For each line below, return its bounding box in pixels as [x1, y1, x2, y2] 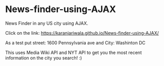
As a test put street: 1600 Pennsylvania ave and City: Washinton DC [5, 39, 145, 46]
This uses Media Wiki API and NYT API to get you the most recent [5, 49, 142, 55]
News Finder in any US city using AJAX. [5, 20, 88, 26]
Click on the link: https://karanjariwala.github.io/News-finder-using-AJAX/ [5, 30, 159, 36]
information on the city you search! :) [5, 54, 82, 61]
